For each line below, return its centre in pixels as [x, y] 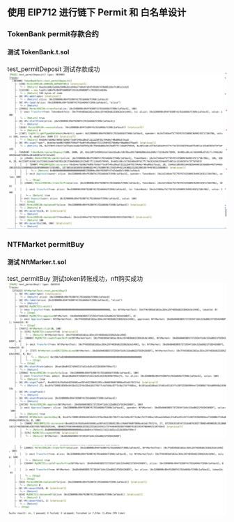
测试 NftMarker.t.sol [37, 262]
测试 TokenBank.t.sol [38, 52]
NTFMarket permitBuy [46, 245]
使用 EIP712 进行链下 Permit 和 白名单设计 [97, 13]
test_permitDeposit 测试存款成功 [54, 69]
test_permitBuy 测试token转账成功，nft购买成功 [75, 279]
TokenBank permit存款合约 [53, 34]
